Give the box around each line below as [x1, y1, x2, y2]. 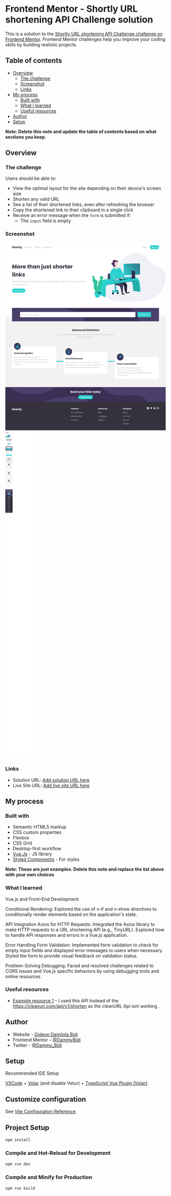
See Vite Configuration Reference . [5, 1108, 77, 1115]
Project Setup [5, 1123, 50, 1132]
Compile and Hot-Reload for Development [5, 1149, 111, 1156]
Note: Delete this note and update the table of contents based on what [5, 128, 157, 134]
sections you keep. [5, 133, 47, 140]
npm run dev [5, 1162, 31, 1167]
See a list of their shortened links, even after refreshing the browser [12, 202, 155, 208]
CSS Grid [12, 840, 32, 846]
